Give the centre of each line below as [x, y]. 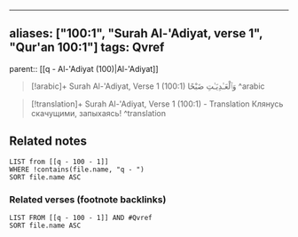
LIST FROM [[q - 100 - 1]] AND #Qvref [81, 217]
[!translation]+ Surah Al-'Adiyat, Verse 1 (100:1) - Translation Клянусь [157, 104]
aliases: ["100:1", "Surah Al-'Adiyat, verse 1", [136, 33]
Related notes [48, 142]
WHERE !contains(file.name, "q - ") [77, 170]
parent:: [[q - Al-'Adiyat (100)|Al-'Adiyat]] [84, 68]
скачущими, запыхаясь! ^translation [98, 113]
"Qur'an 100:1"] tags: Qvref [87, 47]
